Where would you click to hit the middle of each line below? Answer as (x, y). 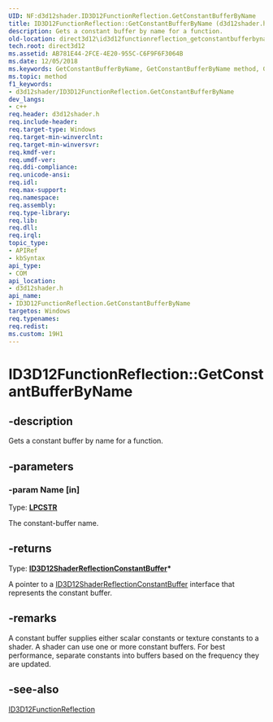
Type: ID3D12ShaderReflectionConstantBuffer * (90, 568)
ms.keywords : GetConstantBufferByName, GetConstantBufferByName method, (134, 69)
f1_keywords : (30, 84)
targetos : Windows (39, 311)
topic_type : (28, 243)
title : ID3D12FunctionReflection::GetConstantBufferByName (110, 24)
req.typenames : (34, 318)
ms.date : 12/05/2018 (43, 62)
